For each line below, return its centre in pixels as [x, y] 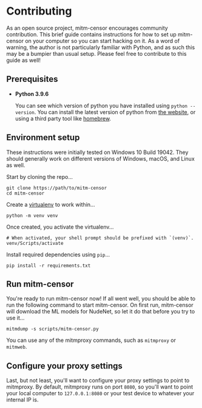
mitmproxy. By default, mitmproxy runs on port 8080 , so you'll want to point [99, 387]
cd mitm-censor [25, 193]
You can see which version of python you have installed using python [101, 105]
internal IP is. [22, 400]
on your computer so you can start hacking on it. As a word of [103, 41]
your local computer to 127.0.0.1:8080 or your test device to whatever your [100, 393]
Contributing [39, 11]
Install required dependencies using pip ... [58, 254]
